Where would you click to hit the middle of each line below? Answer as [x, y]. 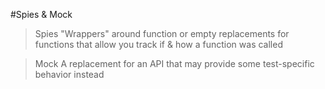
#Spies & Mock [41, 14]
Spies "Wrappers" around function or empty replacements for [162, 33]
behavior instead [69, 74]
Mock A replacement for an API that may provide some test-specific [174, 63]
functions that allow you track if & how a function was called [158, 44]
